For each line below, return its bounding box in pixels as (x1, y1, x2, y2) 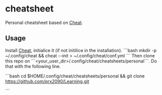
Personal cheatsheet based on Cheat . (5, 19, 83, 25)
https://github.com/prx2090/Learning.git (5, 78, 89, 84)
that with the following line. (5, 63, 61, 69)
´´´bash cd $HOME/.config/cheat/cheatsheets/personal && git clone (5, 73, 145, 79)
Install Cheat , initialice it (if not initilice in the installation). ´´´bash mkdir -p (5, 47, 157, 53)
